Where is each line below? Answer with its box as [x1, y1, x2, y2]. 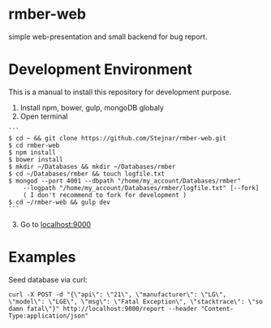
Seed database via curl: [8, 274, 88, 284]
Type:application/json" [8, 312, 89, 320]
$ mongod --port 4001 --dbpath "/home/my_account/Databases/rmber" [8, 176, 242, 185]
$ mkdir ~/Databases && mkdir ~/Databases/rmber [8, 162, 176, 170]
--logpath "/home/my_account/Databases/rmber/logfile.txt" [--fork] [23, 183, 260, 192]
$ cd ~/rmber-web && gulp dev [8, 198, 111, 206]
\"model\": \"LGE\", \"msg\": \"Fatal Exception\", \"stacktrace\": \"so [8, 297, 264, 305]
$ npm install [8, 148, 57, 157]
